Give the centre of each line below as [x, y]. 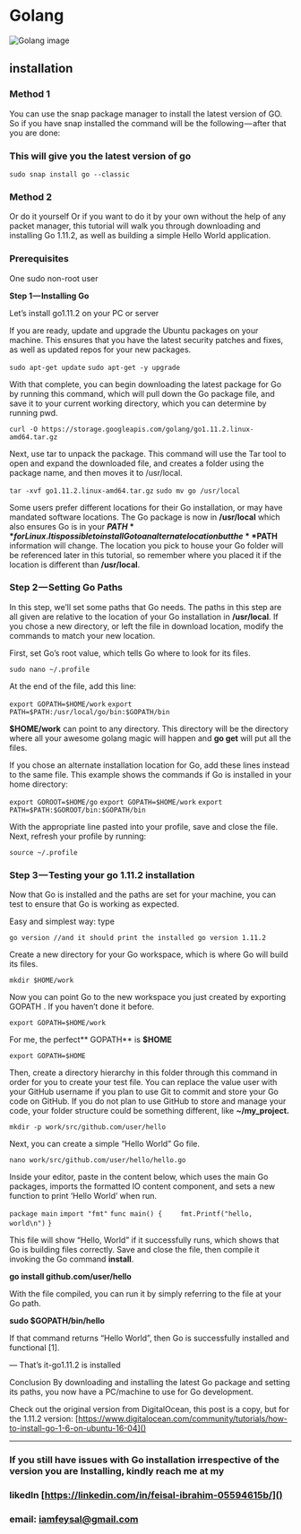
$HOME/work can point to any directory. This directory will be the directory [149, 728]
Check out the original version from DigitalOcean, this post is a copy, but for [149, 1409]
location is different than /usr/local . [75, 564]
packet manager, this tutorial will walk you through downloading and [135, 226]
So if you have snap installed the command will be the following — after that [148, 123]
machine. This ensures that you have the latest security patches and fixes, [146, 340]
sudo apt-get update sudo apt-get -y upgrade [95, 367]
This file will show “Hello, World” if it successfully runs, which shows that [144, 1240]
